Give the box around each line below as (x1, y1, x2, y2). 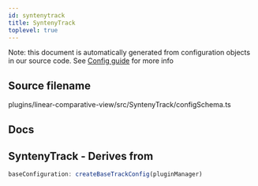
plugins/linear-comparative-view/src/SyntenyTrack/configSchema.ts (8, 100, 231, 110)
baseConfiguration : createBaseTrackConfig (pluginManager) (8, 170, 203, 178)
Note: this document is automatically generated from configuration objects (8, 48, 251, 58)
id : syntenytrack (8, 11, 65, 20)
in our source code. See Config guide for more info (8, 56, 174, 65)
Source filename (8, 79, 91, 92)
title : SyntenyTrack (8, 19, 77, 27)
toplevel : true (8, 26, 58, 34)
